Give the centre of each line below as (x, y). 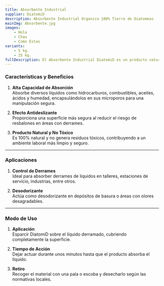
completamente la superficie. (41, 239)
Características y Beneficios (40, 77)
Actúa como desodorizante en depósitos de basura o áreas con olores (83, 196)
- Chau (20, 37)
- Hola (20, 32)
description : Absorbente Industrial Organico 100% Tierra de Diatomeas (79, 19)
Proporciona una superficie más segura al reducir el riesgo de (74, 118)
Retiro (19, 269)
